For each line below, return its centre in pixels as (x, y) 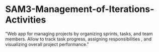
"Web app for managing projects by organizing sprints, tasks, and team (79, 33)
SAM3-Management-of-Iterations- (80, 9)
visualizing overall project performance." (47, 44)
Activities (26, 20)
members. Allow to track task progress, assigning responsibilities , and (78, 39)
